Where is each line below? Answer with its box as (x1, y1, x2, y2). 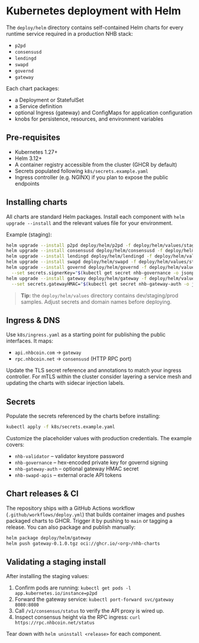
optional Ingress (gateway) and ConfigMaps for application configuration (14, 109, 192, 116)
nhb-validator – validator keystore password (14, 453, 124, 460)
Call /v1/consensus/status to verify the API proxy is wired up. (14, 607, 165, 614)
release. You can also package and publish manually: (6, 523, 136, 531)
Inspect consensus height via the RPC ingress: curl (14, 614, 141, 621)
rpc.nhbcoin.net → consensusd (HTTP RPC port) (14, 355, 132, 362)
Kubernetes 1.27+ (14, 148, 58, 155)
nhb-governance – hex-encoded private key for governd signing (14, 459, 168, 466)
